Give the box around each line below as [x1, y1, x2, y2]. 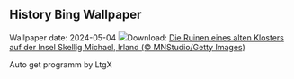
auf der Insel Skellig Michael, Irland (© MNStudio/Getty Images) [9, 41, 245, 52]
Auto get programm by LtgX [9, 58, 112, 70]
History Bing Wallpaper [9, 7, 142, 22]
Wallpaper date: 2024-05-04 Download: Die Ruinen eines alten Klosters [9, 31, 285, 43]
